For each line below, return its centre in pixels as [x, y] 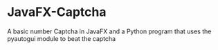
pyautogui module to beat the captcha [62, 38]
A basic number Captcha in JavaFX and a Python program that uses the [109, 31]
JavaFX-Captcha [57, 12]
